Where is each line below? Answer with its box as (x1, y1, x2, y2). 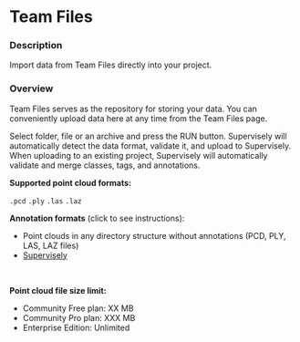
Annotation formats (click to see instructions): (9, 212, 185, 223)
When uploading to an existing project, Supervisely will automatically (9, 150, 268, 161)
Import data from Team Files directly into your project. (9, 59, 212, 70)
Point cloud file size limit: (9, 285, 107, 295)
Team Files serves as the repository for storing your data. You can (9, 103, 258, 114)
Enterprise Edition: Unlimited (22, 322, 130, 333)
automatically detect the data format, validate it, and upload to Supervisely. (9, 140, 292, 151)
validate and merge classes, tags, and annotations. (9, 160, 201, 171)
